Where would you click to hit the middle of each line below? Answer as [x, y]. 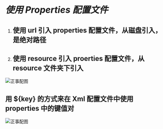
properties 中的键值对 [40, 108]
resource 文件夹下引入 [48, 68]
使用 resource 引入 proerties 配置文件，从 [78, 58]
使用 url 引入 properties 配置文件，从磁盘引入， [87, 30]
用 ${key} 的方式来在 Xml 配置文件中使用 [69, 99]
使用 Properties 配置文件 [57, 10]
